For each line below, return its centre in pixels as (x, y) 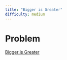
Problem (23, 39)
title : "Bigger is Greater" (34, 10)
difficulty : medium (25, 14)
